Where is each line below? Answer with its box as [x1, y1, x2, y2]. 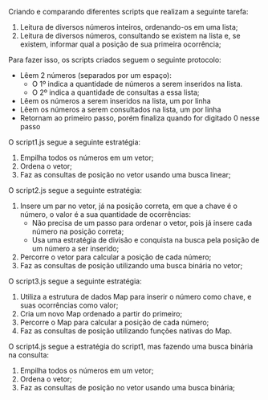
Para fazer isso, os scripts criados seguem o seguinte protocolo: [8, 55, 222, 64]
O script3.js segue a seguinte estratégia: [8, 276, 142, 286]
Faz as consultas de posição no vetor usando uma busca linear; [19, 170, 231, 179]
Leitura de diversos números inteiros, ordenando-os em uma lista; [19, 22, 238, 31]
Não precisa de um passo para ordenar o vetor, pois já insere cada [31, 218, 253, 227]
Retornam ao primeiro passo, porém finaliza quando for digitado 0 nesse [19, 113, 261, 123]
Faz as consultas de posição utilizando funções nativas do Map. [19, 326, 233, 336]
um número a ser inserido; [31, 244, 120, 253]
